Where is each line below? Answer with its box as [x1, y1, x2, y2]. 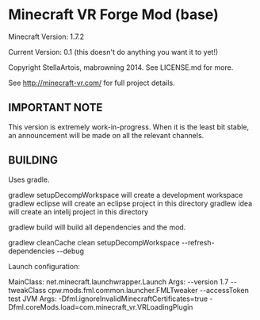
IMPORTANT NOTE [8, 101, 103, 114]
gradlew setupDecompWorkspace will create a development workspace [8, 190, 243, 199]
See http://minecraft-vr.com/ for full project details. [8, 78, 176, 87]
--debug [56, 246, 85, 256]
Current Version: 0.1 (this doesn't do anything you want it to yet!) [8, 47, 219, 56]
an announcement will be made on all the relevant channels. [8, 130, 205, 140]
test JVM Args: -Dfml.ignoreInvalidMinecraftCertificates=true [8, 294, 208, 303]
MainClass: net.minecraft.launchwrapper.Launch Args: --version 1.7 [8, 276, 229, 287]
